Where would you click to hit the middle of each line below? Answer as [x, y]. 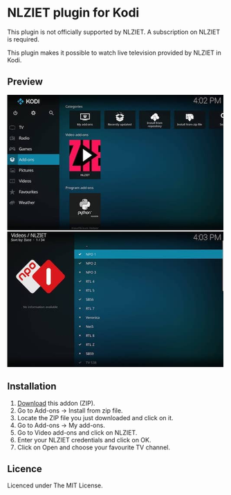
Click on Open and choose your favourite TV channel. [94, 447]
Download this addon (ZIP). [56, 403]
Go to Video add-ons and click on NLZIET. [77, 432]
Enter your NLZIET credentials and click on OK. [84, 440]
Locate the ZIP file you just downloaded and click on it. [95, 417]
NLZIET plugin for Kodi [73, 13]
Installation [32, 387]
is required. [23, 39]
